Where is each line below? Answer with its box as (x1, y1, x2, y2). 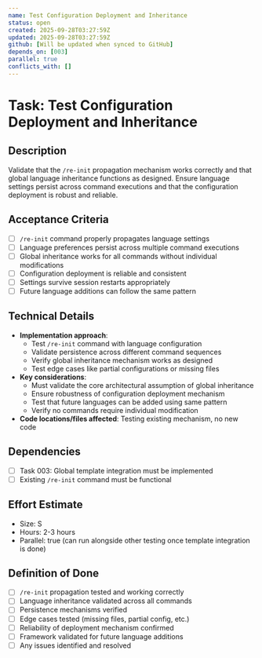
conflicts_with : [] (8, 63, 72, 71)
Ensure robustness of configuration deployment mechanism (31, 389, 225, 398)
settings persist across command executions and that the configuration (8, 181, 238, 191)
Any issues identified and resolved (19, 641, 132, 650)
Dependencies (8, 445, 81, 459)
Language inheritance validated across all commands (19, 596, 192, 605)
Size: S (19, 519, 42, 528)
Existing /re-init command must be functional (19, 474, 172, 484)
